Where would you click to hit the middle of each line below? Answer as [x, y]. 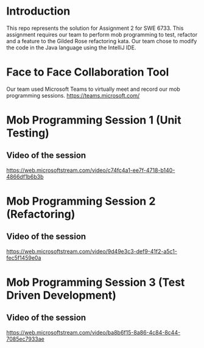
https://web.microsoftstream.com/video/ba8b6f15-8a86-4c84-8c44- [93, 332]
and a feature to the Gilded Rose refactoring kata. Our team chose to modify [102, 41]
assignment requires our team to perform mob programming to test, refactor [102, 34]
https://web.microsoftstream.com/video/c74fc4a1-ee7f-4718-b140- [91, 170]
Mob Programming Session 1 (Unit [94, 120]
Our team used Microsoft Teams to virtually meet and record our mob [93, 89]
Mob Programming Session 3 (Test [96, 282]
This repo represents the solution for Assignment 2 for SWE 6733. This [95, 28]
